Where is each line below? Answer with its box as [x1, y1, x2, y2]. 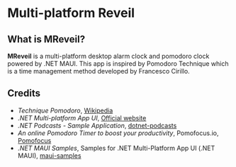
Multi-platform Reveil [7, 5, 135, 21]
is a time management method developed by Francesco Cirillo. [7, 67, 190, 75]
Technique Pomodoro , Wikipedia [17, 106, 113, 115]
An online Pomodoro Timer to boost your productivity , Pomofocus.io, [17, 129, 219, 137]
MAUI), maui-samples [17, 151, 82, 160]
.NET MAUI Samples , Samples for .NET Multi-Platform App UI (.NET [17, 144, 215, 152]
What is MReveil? [7, 33, 86, 45]
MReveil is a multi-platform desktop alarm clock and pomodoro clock [7, 52, 210, 60]
